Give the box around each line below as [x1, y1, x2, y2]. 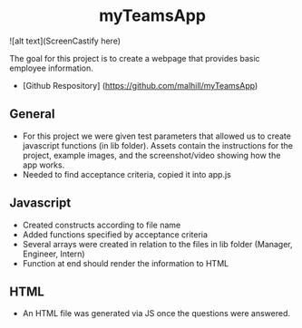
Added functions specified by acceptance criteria [22, 228, 209, 240]
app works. [22, 159, 65, 170]
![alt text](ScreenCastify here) [9, 35, 121, 46]
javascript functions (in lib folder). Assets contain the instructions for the [22, 140, 293, 150]
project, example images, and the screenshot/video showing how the [22, 150, 281, 160]
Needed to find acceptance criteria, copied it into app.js [22, 169, 231, 179]
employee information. [9, 63, 93, 73]
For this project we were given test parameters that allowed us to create [22, 130, 292, 141]
